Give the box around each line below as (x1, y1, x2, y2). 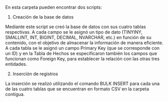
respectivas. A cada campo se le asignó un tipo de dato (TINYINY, (5, 29, 143, 35)
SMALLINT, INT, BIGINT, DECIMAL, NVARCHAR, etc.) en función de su (5, 35, 152, 40)
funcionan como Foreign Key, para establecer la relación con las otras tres (5, 56, 160, 62)
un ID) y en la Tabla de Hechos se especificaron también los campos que (5, 50, 157, 56)
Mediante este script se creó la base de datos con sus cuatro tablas (5, 24, 146, 30)
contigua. (5, 91, 25, 97)
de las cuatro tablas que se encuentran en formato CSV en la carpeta (5, 86, 149, 92)
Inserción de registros (12, 71, 59, 77)
